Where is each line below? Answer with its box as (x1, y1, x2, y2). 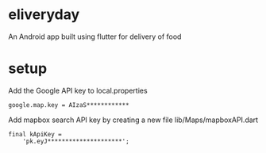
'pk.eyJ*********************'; (22, 137, 129, 145)
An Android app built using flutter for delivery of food (8, 32, 182, 41)
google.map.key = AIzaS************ (8, 101, 129, 109)
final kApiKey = (8, 130, 62, 138)
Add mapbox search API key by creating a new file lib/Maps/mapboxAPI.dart (8, 115, 259, 124)
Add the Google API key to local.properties (8, 86, 148, 95)
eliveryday (8, 6, 80, 24)
